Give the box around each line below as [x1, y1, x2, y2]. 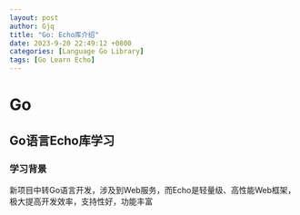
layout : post [9, 13, 59, 23]
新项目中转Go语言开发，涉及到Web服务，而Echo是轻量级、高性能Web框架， [9, 184, 296, 195]
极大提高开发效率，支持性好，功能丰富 [9, 196, 153, 207]
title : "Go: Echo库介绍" [9, 30, 100, 39]
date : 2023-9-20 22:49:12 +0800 [9, 38, 132, 48]
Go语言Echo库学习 [9, 132, 115, 148]
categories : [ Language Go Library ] [9, 47, 145, 56]
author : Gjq [9, 22, 55, 31]
